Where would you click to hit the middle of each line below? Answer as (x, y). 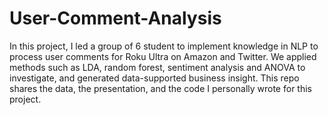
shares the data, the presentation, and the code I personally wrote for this (160, 88)
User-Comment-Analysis (115, 18)
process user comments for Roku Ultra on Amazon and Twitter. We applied (163, 56)
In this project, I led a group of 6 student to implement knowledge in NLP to (164, 46)
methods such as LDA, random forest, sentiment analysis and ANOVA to (157, 67)
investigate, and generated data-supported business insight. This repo (154, 78)
